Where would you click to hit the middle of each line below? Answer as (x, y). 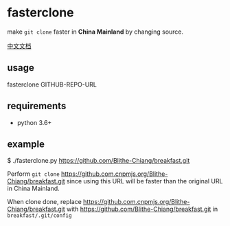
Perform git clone (33, 174)
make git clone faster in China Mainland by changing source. (95, 32)
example (26, 144)
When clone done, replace (45, 202)
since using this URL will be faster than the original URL (145, 181)
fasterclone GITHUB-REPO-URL (52, 84)
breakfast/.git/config (39, 216)
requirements (37, 106)
